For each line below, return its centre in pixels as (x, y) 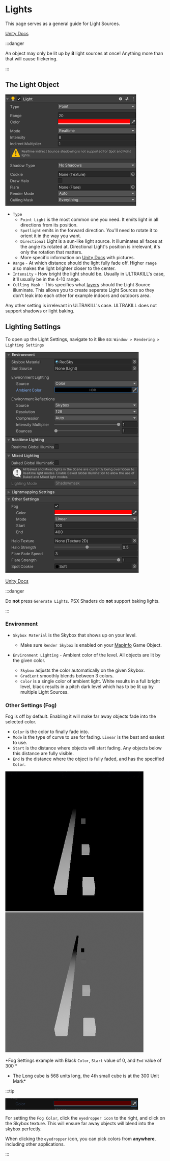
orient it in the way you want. (51, 236)
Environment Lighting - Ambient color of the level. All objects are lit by (87, 655)
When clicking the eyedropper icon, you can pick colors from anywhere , (81, 1139)
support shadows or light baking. (40, 311)
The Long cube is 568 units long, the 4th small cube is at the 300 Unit (86, 1076)
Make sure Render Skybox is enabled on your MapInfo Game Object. (91, 645)
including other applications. (35, 1144)
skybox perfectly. (23, 1129)
